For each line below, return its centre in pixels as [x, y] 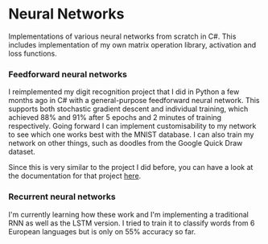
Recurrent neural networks [62, 196]
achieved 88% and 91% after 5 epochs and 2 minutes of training [115, 118]
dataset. [22, 152]
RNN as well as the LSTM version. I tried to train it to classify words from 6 [132, 223]
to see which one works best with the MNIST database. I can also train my [131, 134]
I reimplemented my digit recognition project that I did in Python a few [124, 92]
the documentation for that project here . [75, 176]
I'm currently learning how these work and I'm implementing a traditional [129, 214]
